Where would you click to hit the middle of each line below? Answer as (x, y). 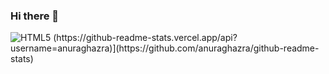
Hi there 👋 (35, 16)
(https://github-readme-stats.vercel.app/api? (145, 38)
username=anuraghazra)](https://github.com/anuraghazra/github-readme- (165, 48)
